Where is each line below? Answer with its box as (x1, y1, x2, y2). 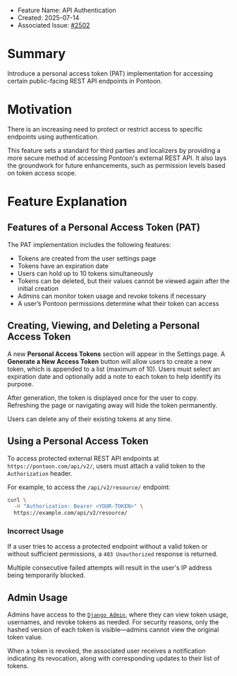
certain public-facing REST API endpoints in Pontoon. (7, 76, 163, 85)
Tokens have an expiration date (17, 261, 109, 270)
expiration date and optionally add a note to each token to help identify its (7, 372, 221, 381)
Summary (7, 46, 66, 62)
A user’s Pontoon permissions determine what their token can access (17, 299, 219, 307)
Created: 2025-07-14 (17, 13, 80, 22)
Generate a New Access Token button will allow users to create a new (7, 357, 212, 365)
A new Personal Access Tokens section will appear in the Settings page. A (7, 350, 226, 358)
